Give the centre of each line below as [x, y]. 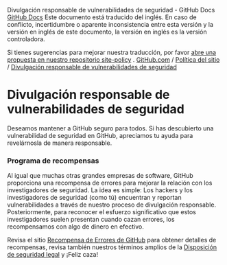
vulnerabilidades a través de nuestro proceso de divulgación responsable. [112, 205]
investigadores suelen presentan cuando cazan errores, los [91, 220]
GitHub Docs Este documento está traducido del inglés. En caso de [102, 17]
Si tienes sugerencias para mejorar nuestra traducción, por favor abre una [112, 52]
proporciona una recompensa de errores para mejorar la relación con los [110, 183]
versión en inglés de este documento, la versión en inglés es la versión [107, 32]
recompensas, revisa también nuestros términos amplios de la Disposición [112, 247]
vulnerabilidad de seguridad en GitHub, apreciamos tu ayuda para [100, 135]
